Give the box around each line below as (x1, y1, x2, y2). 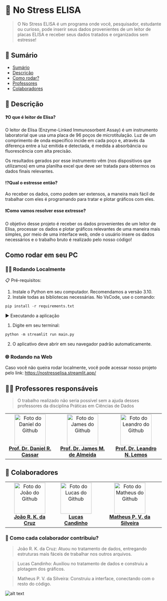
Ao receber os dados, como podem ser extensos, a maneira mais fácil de (5, 191, 155, 197)
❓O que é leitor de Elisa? (5, 114, 56, 120)
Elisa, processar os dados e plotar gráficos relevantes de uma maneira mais (5, 226, 161, 232)
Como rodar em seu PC (5, 251, 78, 259)
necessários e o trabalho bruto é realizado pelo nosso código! (5, 236, 132, 243)
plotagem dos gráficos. (17, 566, 66, 572)
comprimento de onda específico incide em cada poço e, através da (5, 138, 145, 144)
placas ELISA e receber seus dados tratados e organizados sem (17, 31, 149, 37)
